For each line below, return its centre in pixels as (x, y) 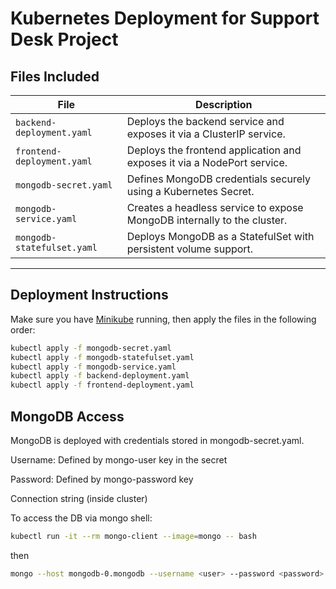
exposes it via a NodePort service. (207, 162)
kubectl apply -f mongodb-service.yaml (93, 367)
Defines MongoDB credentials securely (219, 179)
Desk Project (64, 39)
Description (224, 104)
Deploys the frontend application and (214, 150)
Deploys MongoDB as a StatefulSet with (220, 236)
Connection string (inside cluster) (79, 498)
